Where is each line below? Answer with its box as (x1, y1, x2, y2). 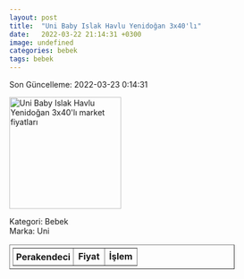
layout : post (9, 13, 58, 22)
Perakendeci (16, 251, 72, 263)
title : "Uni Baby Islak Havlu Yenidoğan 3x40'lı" (9, 21, 202, 30)
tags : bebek (9, 55, 54, 63)
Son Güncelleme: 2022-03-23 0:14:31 (9, 80, 148, 89)
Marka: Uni (9, 225, 50, 236)
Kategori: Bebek (9, 216, 69, 226)
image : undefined (9, 38, 74, 47)
